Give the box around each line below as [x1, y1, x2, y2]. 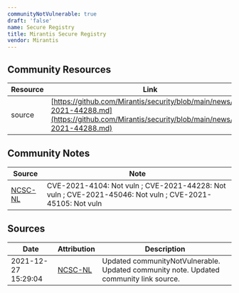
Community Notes [7, 148, 90, 160]
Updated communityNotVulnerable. [102, 256, 221, 266]
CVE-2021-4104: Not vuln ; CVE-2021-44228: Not [46, 180, 226, 190]
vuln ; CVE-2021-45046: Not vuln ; [46, 190, 169, 200]
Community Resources [7, 63, 112, 76]
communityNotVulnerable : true [7, 10, 97, 18]
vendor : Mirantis [7, 37, 59, 44]
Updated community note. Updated [102, 264, 221, 274]
